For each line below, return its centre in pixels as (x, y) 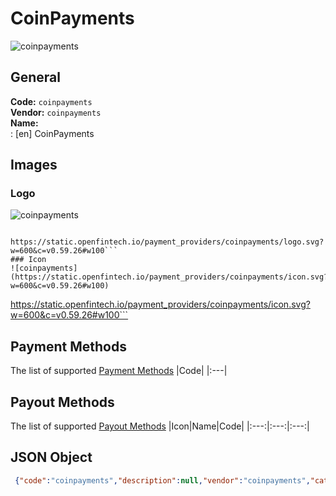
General (36, 77)
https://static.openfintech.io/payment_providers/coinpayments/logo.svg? (167, 242)
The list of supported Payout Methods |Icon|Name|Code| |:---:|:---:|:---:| (160, 426)
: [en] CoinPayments (52, 133)
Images (34, 165)
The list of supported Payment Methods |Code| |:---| (119, 371)
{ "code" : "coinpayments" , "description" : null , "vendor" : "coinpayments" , (162, 480)
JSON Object (51, 457)
